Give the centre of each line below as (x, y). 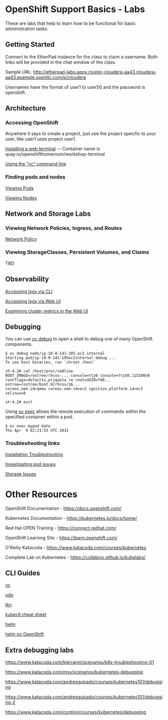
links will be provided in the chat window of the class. (61, 62)
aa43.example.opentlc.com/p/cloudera (46, 77)
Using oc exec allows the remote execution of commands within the (76, 412)
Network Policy (21, 239)
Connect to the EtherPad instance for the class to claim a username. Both (81, 57)
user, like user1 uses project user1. (41, 139)
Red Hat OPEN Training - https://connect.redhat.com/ (61, 528)
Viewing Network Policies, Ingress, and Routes (64, 228)
